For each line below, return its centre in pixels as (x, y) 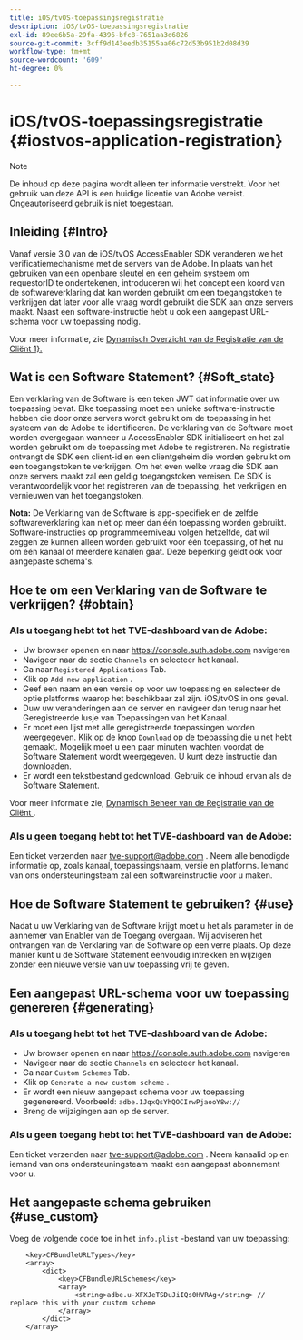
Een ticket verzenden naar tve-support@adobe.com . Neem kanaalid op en (150, 1154)
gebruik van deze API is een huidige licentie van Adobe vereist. (127, 193)
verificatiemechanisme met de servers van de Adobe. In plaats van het (142, 263)
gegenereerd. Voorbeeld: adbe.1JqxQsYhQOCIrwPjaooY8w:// (132, 1101)
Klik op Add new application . (78, 680)
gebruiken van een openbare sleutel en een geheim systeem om (129, 273)
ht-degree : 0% (36, 69)
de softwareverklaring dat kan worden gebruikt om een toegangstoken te (146, 292)
